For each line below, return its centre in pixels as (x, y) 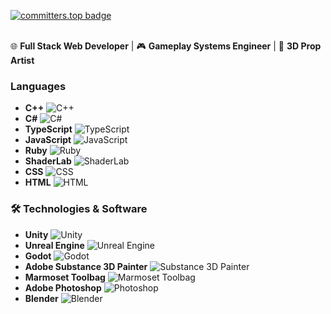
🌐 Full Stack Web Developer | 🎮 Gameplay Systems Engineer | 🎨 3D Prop (166, 46)
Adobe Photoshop (63, 287)
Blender (41, 298)
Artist (22, 60)
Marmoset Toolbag (65, 277)
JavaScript (48, 140)
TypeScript (48, 129)
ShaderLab (48, 161)
